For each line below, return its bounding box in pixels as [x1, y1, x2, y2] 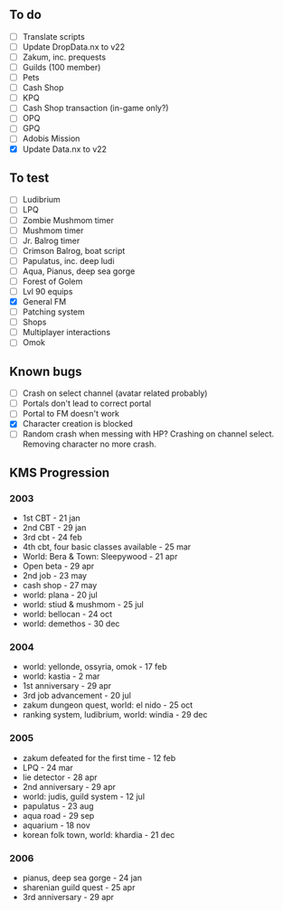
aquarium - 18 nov [22, 820, 90, 831]
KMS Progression [9, 465, 110, 480]
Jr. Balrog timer [22, 235, 80, 246]
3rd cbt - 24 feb [22, 532, 83, 543]
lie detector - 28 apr [22, 772, 98, 783]
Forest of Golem [22, 276, 83, 286]
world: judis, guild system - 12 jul [22, 791, 146, 802]
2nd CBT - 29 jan [22, 522, 87, 533]
